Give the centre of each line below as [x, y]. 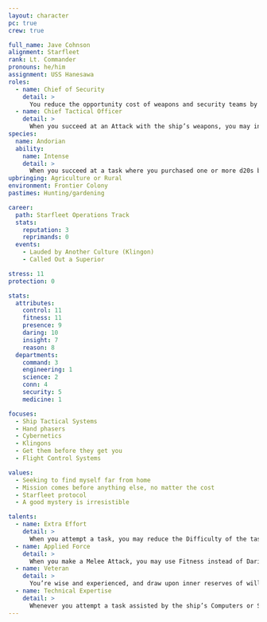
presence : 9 [42, 325]
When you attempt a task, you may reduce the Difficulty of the [138, 539]
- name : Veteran [42, 569]
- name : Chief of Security [60, 89]
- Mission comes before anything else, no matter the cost [115, 487]
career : [21, 207]
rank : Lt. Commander [43, 60]
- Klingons [33, 443]
